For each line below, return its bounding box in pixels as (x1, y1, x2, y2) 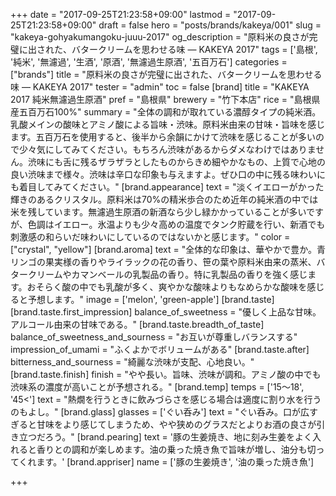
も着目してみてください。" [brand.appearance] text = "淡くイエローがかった (10, 181, 325, 193)
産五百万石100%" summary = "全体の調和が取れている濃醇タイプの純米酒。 (10, 106, 322, 118)
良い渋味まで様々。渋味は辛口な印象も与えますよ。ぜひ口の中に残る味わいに (10, 169, 326, 180)
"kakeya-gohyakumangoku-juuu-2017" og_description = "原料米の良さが (10, 31, 310, 43)
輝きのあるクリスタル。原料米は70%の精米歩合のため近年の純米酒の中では (10, 194, 319, 205)
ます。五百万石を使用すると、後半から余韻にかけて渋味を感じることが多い (10, 131, 317, 143)
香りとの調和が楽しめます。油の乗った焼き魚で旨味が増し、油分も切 (36, 444, 317, 455)
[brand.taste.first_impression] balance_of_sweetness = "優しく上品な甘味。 (10, 306, 322, 318)
